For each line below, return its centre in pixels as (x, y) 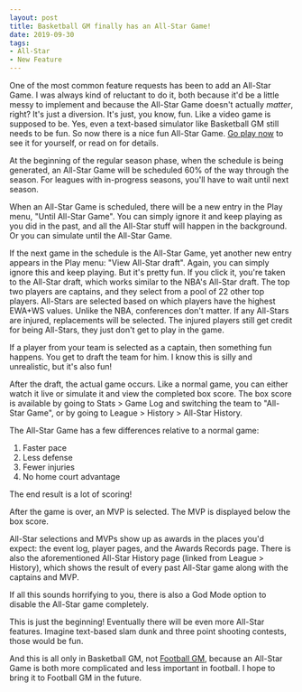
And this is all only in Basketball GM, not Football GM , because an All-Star (146, 659)
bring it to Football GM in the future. (76, 678)
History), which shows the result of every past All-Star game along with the (149, 567)
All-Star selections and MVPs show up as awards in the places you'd (137, 539)
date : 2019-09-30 (42, 34)
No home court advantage (71, 477)
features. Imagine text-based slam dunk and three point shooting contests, (148, 631)
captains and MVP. (44, 577)
